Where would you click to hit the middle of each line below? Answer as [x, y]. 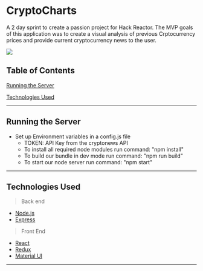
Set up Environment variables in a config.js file [73, 136]
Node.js [25, 213]
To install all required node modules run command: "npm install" [104, 149]
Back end [33, 201]
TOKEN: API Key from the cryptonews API [76, 142]
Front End [33, 232]
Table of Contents [41, 71]
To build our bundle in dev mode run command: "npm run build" [103, 156]
